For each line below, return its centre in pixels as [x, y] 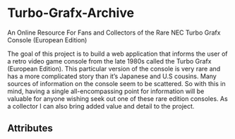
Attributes [30, 128]
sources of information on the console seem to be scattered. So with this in [116, 83]
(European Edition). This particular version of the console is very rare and [114, 68]
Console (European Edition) [47, 40]
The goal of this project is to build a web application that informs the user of [117, 54]
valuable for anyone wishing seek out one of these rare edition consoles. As [117, 98]
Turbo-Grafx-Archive [71, 13]
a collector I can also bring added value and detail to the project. [101, 106]
